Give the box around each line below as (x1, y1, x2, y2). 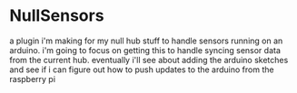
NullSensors (9, 5, 104, 26)
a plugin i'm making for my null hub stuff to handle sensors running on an (9, 35, 283, 46)
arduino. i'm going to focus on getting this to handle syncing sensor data (9, 44, 282, 55)
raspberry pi (9, 73, 56, 84)
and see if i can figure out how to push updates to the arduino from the (9, 64, 274, 75)
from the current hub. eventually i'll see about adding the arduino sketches (9, 54, 289, 65)
